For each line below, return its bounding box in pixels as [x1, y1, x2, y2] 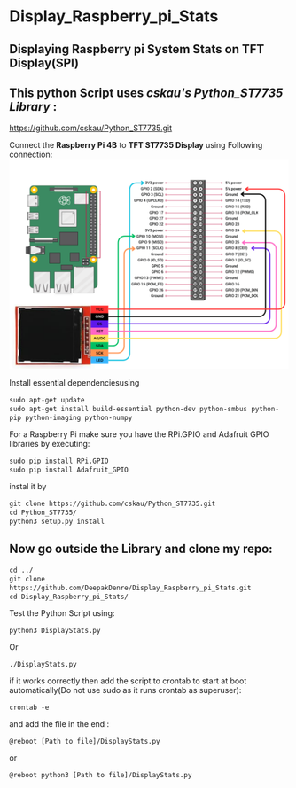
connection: [9, 149, 53, 160]
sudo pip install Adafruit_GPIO [9, 465, 129, 475]
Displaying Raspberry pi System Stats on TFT [9, 42, 265, 57]
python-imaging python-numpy [25, 414, 133, 423]
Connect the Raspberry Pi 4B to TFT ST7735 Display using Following [9, 140, 263, 151]
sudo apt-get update [9, 396, 86, 405]
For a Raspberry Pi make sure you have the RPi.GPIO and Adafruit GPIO [9, 429, 269, 440]
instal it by [9, 481, 47, 492]
